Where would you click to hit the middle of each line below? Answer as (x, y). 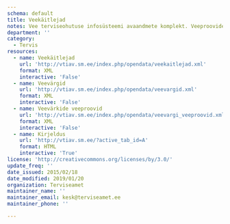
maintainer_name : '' (37, 191)
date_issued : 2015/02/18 (42, 172)
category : (21, 39)
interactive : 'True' (49, 153)
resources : (23, 52)
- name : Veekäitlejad (44, 58)
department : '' (29, 32)
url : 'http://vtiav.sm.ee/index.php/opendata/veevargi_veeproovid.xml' (124, 115)
